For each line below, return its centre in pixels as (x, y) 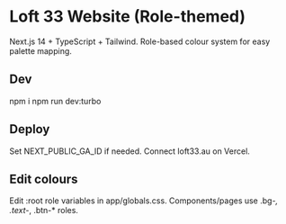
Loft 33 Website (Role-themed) (127, 17)
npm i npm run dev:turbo (55, 101)
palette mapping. (40, 50)
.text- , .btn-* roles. (44, 211)
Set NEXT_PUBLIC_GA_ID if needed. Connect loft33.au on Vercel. (130, 151)
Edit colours (44, 179)
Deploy (30, 129)
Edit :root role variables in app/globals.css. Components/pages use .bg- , (144, 201)
